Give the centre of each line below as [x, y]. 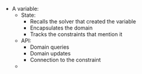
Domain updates [50, 53]
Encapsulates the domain [61, 28]
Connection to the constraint [65, 60]
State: [28, 15]
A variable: [25, 9]
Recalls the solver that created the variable [83, 21]
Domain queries [49, 47]
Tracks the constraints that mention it [76, 34]
